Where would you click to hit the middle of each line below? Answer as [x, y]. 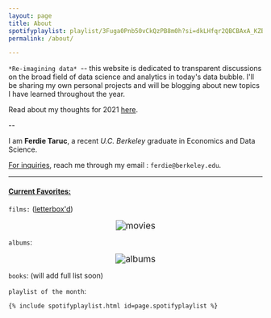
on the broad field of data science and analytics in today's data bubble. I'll [131, 77]
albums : [20, 242]
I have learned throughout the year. [67, 94]
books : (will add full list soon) [56, 276]
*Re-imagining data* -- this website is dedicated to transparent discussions [135, 69]
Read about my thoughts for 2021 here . [73, 110]
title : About [30, 23]
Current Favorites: [40, 191]
